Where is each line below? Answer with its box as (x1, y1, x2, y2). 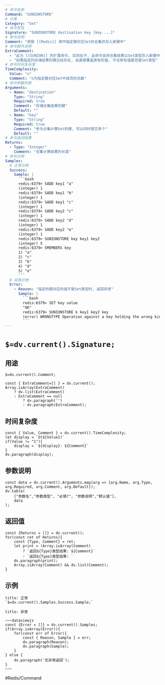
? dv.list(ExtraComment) (14, 390, 65, 395)
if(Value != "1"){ (5, 439, 43, 444)
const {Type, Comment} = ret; (14, 539, 76, 544)
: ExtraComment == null (14, 394, 63, 399)
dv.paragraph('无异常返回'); (14, 658, 70, 663)
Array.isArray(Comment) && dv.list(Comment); (14, 562, 109, 567)
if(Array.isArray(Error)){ (5, 627, 60, 632)
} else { (5, 652, 23, 658)
